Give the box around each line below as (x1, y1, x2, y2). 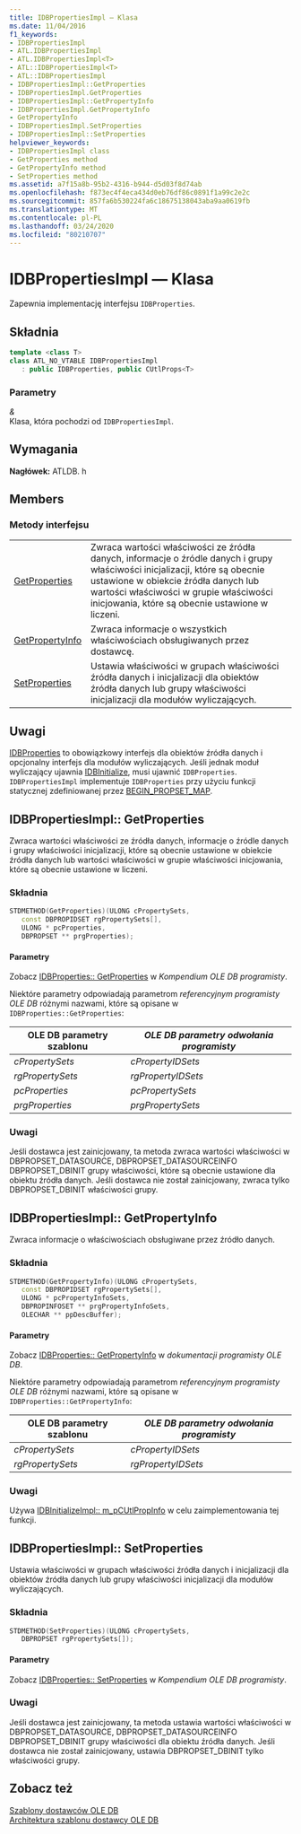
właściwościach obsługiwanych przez (90, 633, 250, 646)
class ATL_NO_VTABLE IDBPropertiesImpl (9, 356, 159, 365)
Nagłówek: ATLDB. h (9, 466, 87, 476)
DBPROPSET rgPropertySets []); (21, 1635, 134, 1644)
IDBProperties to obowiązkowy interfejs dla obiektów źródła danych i (9, 747, 263, 758)
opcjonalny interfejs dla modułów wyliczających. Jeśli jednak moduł (9, 757, 260, 768)
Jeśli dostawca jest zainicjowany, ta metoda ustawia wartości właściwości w (9, 1716, 292, 1727)
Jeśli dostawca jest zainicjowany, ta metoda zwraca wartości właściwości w (9, 1146, 290, 1157)
